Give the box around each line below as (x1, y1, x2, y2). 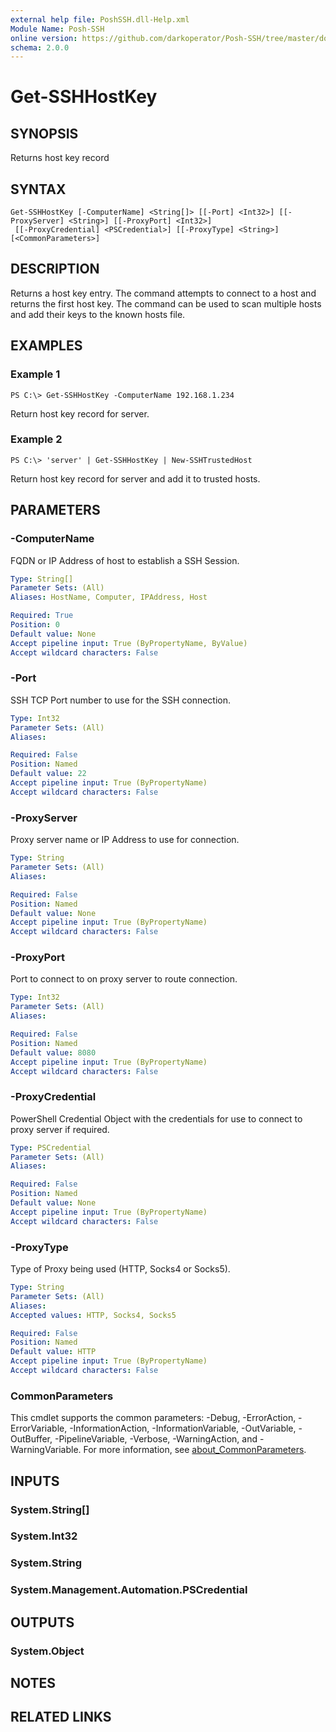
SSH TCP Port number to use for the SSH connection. (10, 694, 232, 706)
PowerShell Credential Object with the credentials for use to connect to (10, 1112, 303, 1125)
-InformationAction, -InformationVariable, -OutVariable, (69, 1422, 297, 1435)
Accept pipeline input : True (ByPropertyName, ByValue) (10, 638, 248, 648)
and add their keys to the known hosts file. (10, 308, 186, 320)
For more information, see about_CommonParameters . (83, 1444, 307, 1456)
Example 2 (10, 432, 63, 446)
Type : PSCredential (10, 1142, 92, 1153)
